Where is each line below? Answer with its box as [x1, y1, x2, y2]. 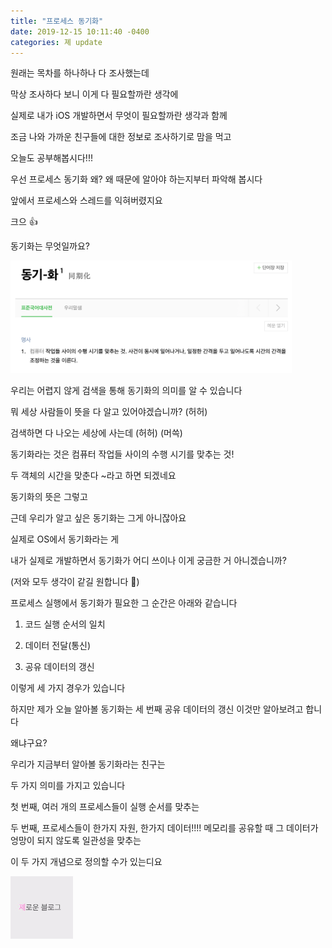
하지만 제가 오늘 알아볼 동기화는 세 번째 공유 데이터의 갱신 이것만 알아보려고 [10, 703, 304, 715]
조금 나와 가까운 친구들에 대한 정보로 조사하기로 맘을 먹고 [10, 131, 232, 143]
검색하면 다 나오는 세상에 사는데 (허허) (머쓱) [10, 427, 183, 439]
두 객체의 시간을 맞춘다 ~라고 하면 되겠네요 [10, 470, 177, 482]
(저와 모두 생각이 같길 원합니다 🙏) [10, 576, 140, 588]
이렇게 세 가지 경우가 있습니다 [10, 682, 126, 694]
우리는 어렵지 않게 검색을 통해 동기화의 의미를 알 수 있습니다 [10, 385, 243, 397]
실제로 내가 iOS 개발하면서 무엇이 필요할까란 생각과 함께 [10, 110, 228, 122]
